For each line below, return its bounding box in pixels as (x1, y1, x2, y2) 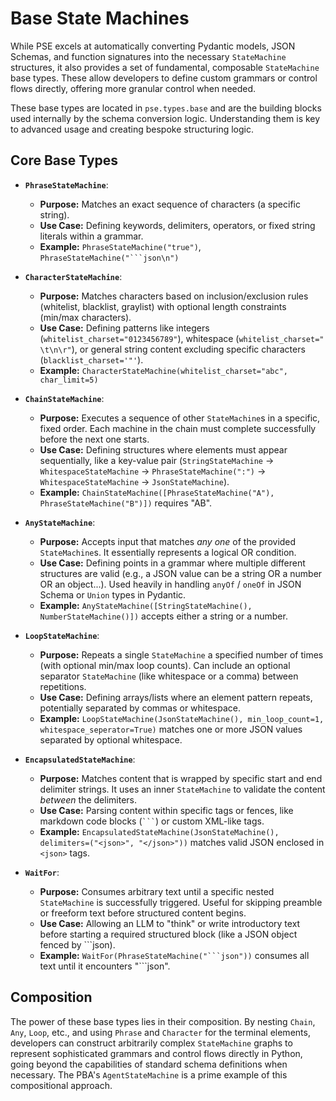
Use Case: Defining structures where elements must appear (39, 443, 288, 456)
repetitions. (39, 680, 87, 692)
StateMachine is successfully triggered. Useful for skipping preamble (39, 896, 323, 908)
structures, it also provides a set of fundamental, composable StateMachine (10, 61, 320, 73)
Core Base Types (10, 152, 119, 169)
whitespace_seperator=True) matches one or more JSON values (39, 723, 303, 735)
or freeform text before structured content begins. (39, 907, 247, 919)
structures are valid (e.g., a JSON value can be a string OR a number (39, 567, 323, 579)
